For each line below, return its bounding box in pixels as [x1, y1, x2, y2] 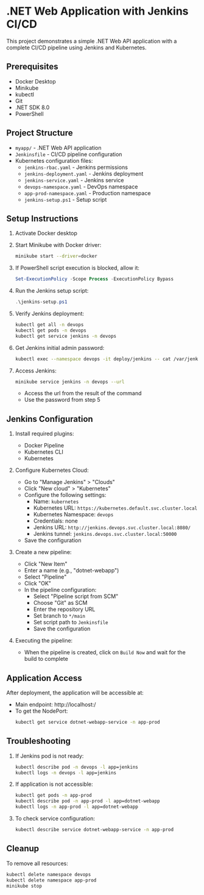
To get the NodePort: [15, 707, 68, 715]
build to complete [24, 655, 68, 663]
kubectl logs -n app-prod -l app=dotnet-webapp [15, 804, 138, 810]
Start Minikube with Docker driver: [15, 241, 102, 249]
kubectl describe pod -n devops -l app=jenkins [15, 764, 138, 770]
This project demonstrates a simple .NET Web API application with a [6, 37, 177, 45]
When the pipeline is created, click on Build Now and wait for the [24, 649, 186, 656]
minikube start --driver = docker [15, 253, 97, 260]
